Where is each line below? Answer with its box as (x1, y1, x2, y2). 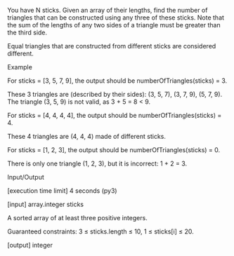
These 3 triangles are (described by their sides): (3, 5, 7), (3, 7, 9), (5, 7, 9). (7, 90, 223, 98)
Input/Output (7, 173, 44, 181)
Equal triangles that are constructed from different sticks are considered (7, 42, 216, 50)
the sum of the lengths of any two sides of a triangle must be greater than (7, 21, 221, 29)
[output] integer (7, 241, 53, 249)
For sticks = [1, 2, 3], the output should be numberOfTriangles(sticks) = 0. (7, 146, 221, 154)
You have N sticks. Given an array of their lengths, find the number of (7, 6, 208, 14)
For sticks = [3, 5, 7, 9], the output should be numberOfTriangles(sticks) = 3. (7, 76, 228, 85)
